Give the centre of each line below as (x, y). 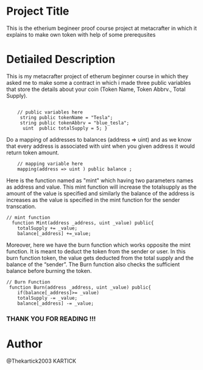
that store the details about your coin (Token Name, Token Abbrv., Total (96, 89)
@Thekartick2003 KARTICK (41, 361)
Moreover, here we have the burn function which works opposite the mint (98, 245)
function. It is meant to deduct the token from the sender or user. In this (96, 251)
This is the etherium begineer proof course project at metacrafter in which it (101, 28)
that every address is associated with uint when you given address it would (101, 146)
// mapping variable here (50, 164)
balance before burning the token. (49, 270)
